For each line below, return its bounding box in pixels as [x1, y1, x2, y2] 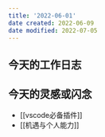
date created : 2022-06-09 [8, 19, 94, 27]
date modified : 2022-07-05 [8, 26, 98, 34]
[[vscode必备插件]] [19, 110, 83, 119]
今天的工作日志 [8, 57, 82, 72]
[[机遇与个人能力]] [19, 120, 80, 130]
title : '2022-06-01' [8, 11, 77, 20]
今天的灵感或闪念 [8, 88, 92, 101]
